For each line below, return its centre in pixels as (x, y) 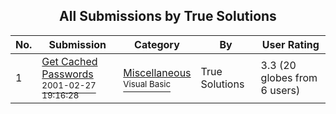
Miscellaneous (157, 72)
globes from (289, 77)
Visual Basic (147, 83)
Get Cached (69, 61)
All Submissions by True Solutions (168, 16)
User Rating (290, 44)
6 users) (280, 90)
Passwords (67, 74)
